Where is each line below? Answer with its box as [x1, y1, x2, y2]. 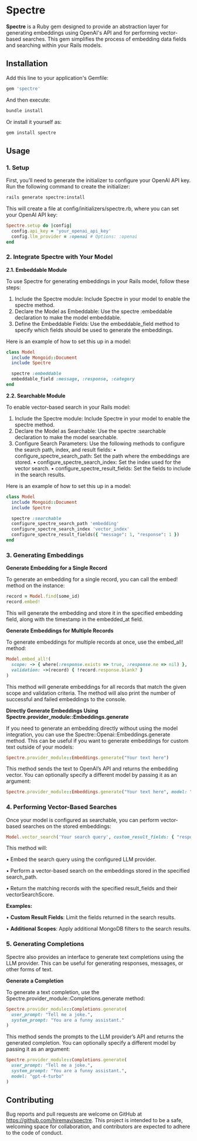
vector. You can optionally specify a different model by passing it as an [6, 772, 177, 779]
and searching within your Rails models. [6, 42, 103, 49]
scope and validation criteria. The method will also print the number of [6, 689, 176, 696]
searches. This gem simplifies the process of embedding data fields [22, 35, 186, 42]
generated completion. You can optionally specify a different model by [6, 1039, 176, 1046]
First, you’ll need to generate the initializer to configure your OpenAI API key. [6, 177, 191, 184]
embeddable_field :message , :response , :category [11, 376, 135, 382]
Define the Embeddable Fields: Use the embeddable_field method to [14, 320, 180, 327]
